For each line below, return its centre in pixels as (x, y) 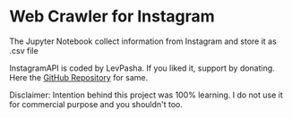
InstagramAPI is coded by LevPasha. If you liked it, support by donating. (142, 68)
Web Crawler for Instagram (112, 17)
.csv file (24, 50)
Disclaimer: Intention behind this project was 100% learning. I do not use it (146, 95)
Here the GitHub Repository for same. (79, 77)
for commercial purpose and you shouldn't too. (96, 104)
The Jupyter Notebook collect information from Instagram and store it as (143, 41)
